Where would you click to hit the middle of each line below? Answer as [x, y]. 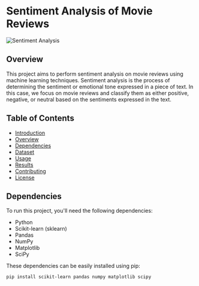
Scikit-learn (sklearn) [41, 229]
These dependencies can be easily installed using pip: [73, 266]
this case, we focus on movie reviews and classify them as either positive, [98, 93]
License [25, 177]
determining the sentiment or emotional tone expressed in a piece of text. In [100, 87]
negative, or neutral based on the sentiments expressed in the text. [89, 99]
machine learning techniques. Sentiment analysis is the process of [88, 80]
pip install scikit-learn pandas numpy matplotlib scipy [79, 277]
